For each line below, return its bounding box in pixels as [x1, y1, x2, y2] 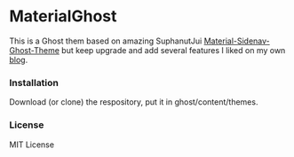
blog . [9, 54, 28, 65]
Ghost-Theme [9, 44, 60, 55]
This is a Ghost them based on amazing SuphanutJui [9, 35, 203, 46]
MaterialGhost [9, 6, 117, 27]
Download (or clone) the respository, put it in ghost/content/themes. [9, 97, 258, 107]
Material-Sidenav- [203, 35, 271, 46]
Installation [9, 76, 60, 89]
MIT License [9, 139, 55, 150]
